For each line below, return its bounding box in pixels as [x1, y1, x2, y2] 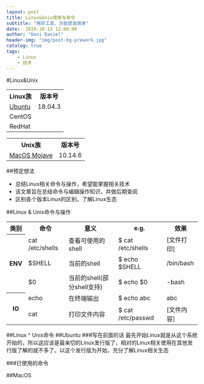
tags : [6, 49, 20, 55]
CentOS [9, 112, 32, 120]
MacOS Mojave [9, 151, 53, 159]
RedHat [9, 122, 31, 131]
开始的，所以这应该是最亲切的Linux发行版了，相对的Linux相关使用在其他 [6, 339, 188, 346]
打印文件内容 [69, 310, 106, 318]
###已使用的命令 [6, 360, 49, 366]
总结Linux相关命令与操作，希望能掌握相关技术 [15, 180, 131, 187]
